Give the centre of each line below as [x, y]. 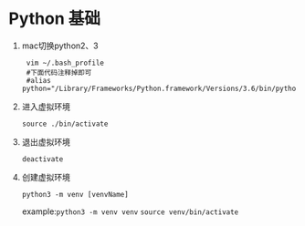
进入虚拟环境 [46, 107]
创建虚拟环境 [46, 177]
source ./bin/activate [65, 124]
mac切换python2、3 [60, 46]
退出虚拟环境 [46, 141]
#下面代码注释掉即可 [59, 72]
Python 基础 [55, 19]
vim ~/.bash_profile [65, 63]
